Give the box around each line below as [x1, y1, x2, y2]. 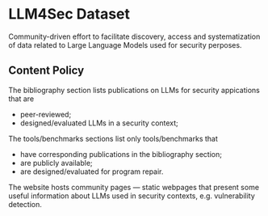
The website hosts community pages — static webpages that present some [8, 182, 260, 192]
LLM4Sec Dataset [8, 5, 131, 23]
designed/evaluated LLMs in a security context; [19, 118, 179, 128]
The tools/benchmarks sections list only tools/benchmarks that [8, 133, 218, 143]
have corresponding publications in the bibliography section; [19, 149, 222, 159]
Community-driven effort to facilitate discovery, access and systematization [8, 32, 261, 41]
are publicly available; [19, 158, 93, 167]
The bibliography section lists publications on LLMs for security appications [8, 85, 261, 95]
